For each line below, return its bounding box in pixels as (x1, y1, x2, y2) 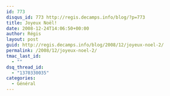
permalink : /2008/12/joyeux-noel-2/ (6, 48, 97, 54)
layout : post (6, 36, 39, 42)
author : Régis (6, 31, 42, 37)
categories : (6, 75, 36, 81)
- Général (11, 81, 36, 87)
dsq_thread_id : (6, 64, 44, 70)
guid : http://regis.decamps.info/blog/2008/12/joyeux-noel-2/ (6, 42, 164, 48)
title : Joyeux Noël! (6, 20, 58, 26)
